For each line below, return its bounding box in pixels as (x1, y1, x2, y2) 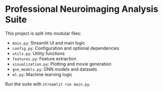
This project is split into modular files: (5, 30, 81, 36)
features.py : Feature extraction (12, 55, 77, 61)
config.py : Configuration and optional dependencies (12, 45, 120, 51)
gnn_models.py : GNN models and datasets (12, 66, 97, 72)
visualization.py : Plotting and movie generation (12, 61, 112, 67)
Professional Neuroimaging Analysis (5, 3, 159, 15)
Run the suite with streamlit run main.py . (5, 81, 91, 87)
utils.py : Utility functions (12, 50, 65, 56)
